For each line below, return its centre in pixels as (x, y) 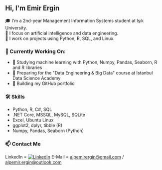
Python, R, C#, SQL (32, 109)
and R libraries (27, 67)
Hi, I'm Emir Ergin (32, 8)
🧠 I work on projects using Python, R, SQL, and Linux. (60, 38)
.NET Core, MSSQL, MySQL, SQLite (49, 115)
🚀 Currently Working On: (35, 51)
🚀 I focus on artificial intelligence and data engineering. (62, 33)
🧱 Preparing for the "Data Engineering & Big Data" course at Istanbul (82, 73)
